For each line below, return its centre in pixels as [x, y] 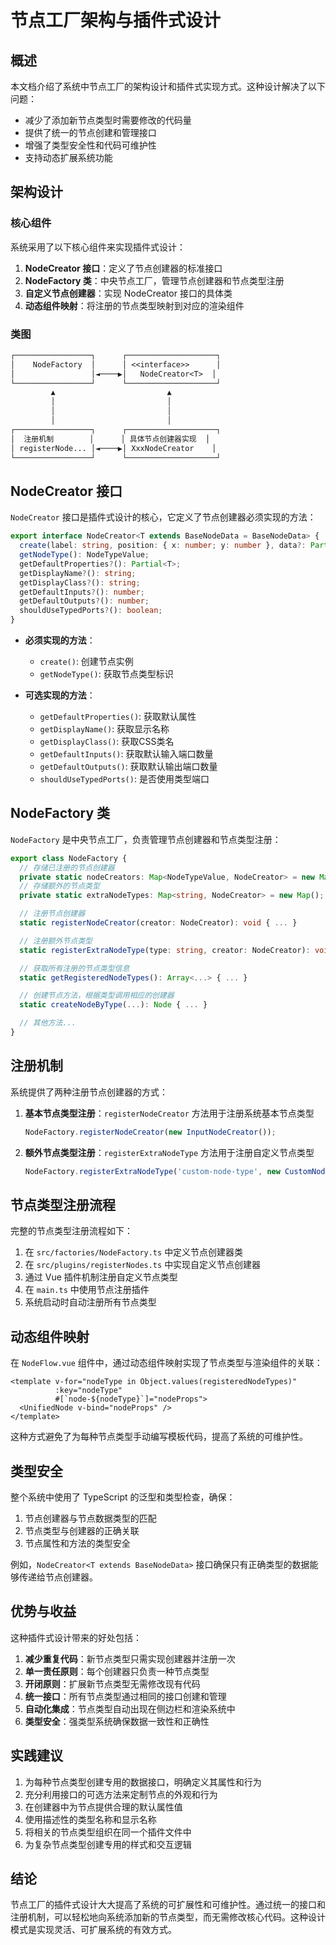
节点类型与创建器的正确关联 [82, 1530]
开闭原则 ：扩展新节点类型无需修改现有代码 [112, 1683]
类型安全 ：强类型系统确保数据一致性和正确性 [117, 1721]
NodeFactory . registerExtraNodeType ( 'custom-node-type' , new [152, 1171]
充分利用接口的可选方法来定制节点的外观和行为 [121, 1794]
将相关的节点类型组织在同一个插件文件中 [108, 1832]
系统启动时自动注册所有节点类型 [90, 1302]
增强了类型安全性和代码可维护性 [90, 145]
